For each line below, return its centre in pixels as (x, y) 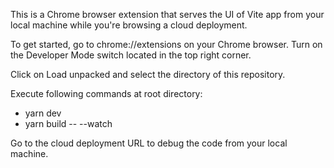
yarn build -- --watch (68, 123)
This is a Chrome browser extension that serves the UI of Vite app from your (167, 14)
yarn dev (43, 113)
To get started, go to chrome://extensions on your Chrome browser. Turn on (166, 44)
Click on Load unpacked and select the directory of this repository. (148, 74)
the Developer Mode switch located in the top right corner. (131, 55)
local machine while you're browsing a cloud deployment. (129, 25)
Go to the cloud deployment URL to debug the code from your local (149, 143)
